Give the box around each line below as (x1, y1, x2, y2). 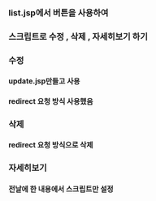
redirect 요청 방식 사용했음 (8, 96, 93, 106)
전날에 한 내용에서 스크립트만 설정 (8, 184, 114, 194)
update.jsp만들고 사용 (8, 76, 80, 86)
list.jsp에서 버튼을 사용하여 (8, 6, 109, 18)
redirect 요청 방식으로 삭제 (8, 140, 93, 150)
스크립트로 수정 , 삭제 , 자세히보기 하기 (8, 31, 148, 42)
